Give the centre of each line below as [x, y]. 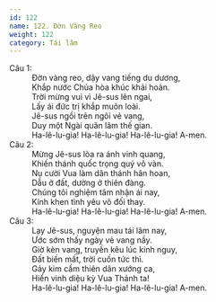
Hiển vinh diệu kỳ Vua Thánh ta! [91, 279]
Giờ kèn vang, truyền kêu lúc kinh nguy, [104, 250]
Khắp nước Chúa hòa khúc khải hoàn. [101, 87]
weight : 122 [31, 34]
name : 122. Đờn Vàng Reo [56, 26]
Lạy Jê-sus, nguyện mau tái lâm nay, [99, 231]
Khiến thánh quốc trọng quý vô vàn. [98, 164]
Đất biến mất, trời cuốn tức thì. [88, 259]
